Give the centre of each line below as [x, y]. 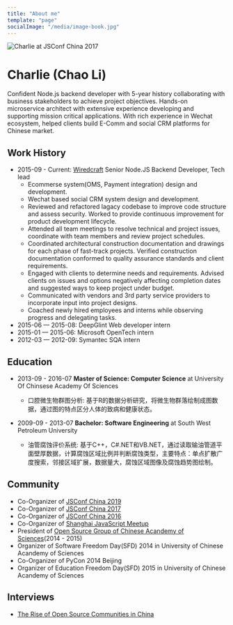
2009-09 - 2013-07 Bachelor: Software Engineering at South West [114, 423]
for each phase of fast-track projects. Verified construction [112, 251]
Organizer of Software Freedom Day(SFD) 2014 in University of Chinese [120, 546]
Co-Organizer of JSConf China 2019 [69, 501]
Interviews [31, 597]
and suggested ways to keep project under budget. [101, 288]
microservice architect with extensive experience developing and [101, 109]
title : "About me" [34, 14]
